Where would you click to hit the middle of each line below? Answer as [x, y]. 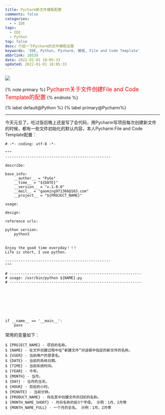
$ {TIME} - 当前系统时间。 [30, 366]
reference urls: [22, 221]
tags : [11, 28]
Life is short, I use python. [36, 252]
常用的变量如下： [22, 335]
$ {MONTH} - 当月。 [24, 376]
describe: [15, 166]
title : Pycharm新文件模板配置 [33, 10]
